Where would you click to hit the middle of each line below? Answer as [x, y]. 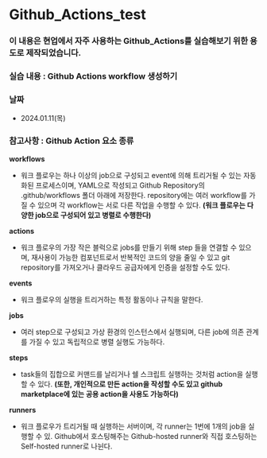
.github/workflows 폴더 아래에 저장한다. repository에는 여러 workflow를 [133, 195]
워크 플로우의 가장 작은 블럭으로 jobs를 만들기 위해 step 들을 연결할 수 [129, 247]
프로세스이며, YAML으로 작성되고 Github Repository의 [120, 185]
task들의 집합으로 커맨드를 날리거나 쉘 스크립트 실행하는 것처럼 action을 [132, 374]
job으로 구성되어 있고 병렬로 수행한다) [93, 215]
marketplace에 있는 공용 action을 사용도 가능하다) [100, 394]
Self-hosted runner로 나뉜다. [66, 446]
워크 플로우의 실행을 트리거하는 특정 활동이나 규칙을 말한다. [112, 299]
